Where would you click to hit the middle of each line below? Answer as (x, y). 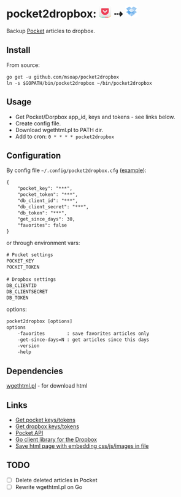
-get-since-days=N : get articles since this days (83, 340)
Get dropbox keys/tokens (47, 426)
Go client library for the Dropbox (56, 439)
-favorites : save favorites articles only (83, 334)
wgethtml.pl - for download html (47, 386)
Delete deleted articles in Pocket (56, 480)
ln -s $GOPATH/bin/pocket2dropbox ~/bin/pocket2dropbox (79, 83)
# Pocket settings (30, 255)
